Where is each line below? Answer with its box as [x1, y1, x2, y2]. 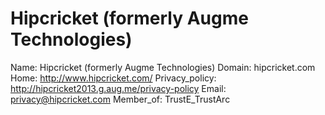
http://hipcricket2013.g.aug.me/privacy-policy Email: [10, 82, 227, 94]
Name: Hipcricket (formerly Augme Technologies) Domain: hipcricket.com [10, 61, 316, 73]
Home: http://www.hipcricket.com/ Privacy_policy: [10, 72, 217, 84]
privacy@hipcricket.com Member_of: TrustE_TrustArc [10, 93, 231, 105]
